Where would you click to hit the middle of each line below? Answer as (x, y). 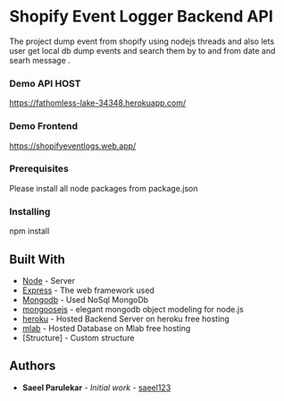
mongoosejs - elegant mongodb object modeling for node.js (133, 309)
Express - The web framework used (88, 290)
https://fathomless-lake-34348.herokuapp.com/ (98, 103)
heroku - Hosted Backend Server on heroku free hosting (125, 319)
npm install (29, 231)
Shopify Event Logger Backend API (142, 17)
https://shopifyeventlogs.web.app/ (73, 146)
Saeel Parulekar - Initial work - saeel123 (96, 388)
